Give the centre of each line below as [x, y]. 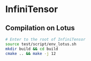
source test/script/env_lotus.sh [41, 44]
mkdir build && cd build [32, 49]
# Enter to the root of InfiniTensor [45, 39]
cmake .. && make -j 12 [31, 53]
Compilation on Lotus [40, 28]
